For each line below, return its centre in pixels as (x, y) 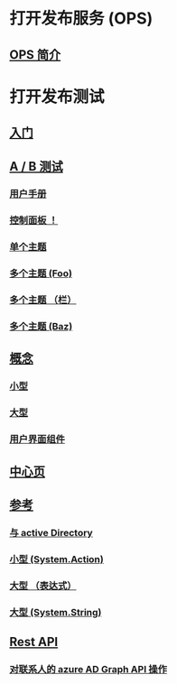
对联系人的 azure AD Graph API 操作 (88, 670)
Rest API (34, 642)
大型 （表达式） (43, 586)
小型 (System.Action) (56, 559)
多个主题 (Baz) (41, 327)
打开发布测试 (57, 97)
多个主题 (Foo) (41, 273)
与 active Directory (51, 532)
